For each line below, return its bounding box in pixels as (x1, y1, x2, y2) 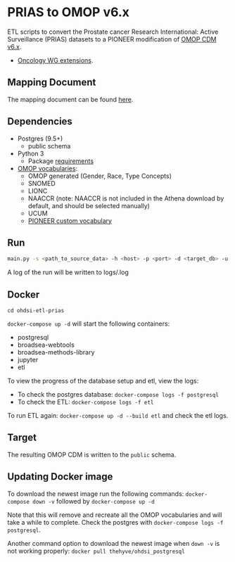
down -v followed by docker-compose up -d (32, 497, 155, 505)
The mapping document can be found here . (7, 95, 134, 103)
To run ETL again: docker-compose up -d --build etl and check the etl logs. (7, 411, 229, 420)
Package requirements (27, 156, 94, 165)
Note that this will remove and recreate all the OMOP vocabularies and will (7, 511, 222, 519)
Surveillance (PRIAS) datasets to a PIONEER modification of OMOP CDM (7, 34, 217, 43)
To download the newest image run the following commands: (7, 490, 184, 498)
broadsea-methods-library (17, 348, 95, 357)
